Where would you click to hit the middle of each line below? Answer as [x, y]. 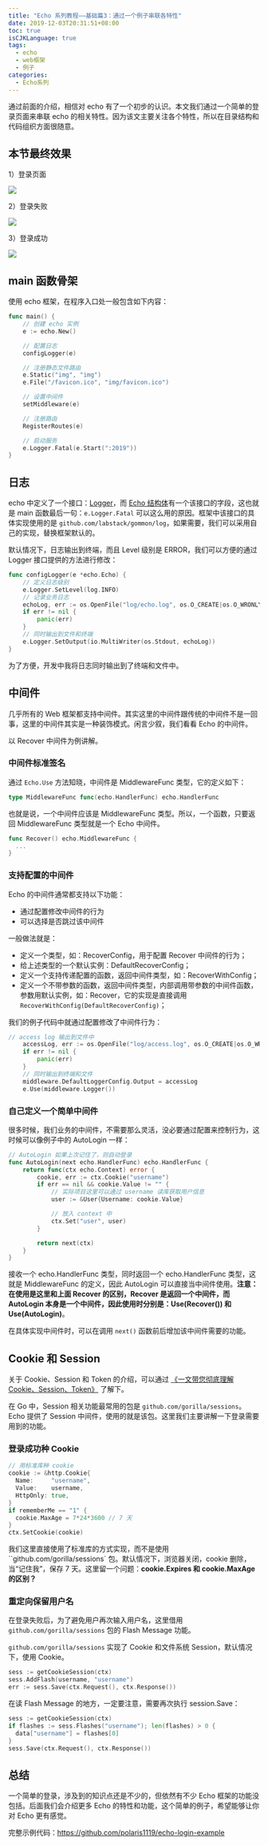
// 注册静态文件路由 [52, 368]
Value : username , [49, 1488]
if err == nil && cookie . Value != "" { [103, 1185]
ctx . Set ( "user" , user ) [89, 1221]
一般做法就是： [33, 938]
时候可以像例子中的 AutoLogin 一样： [69, 1140]
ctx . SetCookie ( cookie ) [46, 1533]
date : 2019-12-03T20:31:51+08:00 [64, 23]
